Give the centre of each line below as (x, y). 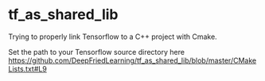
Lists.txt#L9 (28, 68)
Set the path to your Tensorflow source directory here (97, 52)
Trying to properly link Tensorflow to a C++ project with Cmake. (113, 37)
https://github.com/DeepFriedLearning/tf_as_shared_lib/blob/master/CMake (132, 60)
